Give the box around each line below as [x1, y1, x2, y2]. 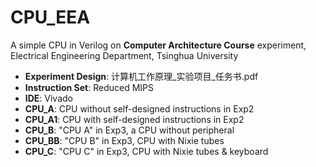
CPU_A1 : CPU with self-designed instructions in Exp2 [24, 113, 245, 125]
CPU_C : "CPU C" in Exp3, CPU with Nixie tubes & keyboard [24, 145, 269, 157]
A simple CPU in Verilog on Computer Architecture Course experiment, [10, 39, 307, 51]
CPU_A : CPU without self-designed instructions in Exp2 [24, 102, 255, 115]
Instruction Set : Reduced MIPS [24, 81, 155, 93]
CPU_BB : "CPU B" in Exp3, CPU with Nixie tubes [24, 134, 225, 146]
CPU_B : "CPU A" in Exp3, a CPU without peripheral [24, 124, 235, 136]
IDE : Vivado [24, 92, 73, 104]
